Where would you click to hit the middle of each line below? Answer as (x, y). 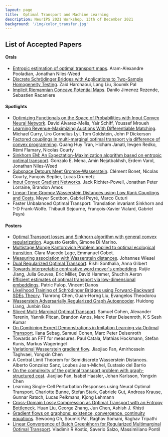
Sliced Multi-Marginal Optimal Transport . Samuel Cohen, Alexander (82, 312)
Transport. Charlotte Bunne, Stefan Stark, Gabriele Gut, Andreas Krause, (87, 392)
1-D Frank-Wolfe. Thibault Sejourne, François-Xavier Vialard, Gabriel (82, 209)
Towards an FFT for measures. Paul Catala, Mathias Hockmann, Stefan (86, 338)
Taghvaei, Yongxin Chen (38, 354)
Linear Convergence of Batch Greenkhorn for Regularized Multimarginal (87, 424)
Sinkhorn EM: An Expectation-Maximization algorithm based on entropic (87, 155)
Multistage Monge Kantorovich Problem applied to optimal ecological (84, 248)
